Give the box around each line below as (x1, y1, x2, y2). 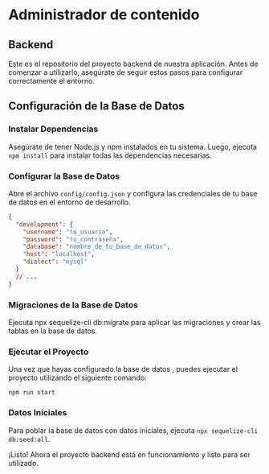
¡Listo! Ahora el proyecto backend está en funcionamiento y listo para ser (8, 449, 251, 460)
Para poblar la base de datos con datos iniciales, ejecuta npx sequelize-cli (8, 425, 259, 435)
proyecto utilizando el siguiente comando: (8, 373, 147, 383)
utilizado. (8, 458, 39, 468)
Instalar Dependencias (8, 123, 99, 134)
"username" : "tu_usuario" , (22, 228, 113, 236)
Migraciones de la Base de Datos (8, 299, 139, 311)
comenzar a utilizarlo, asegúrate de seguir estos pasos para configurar (8, 68, 243, 77)
